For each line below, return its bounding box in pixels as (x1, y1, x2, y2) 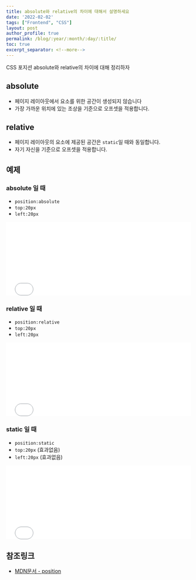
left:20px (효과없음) (14, 454, 63, 461)
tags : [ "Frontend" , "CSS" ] (6, 19, 72, 25)
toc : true (6, 42, 31, 48)
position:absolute (14, 199, 60, 205)
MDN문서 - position (14, 568, 62, 575)
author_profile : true (6, 31, 59, 36)
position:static (14, 440, 55, 446)
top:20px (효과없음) (14, 446, 60, 453)
